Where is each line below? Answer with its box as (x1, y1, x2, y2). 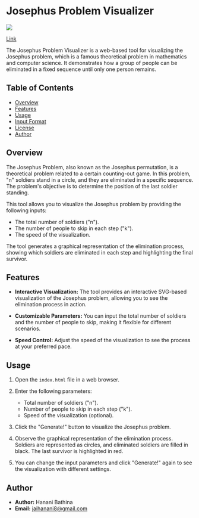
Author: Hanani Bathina (14, 499, 73, 505)
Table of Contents (6, 83, 74, 93)
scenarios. (14, 325, 41, 332)
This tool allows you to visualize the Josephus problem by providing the (6, 200, 181, 207)
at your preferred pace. (14, 343, 72, 350)
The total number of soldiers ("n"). (14, 218, 99, 225)
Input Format (14, 117, 46, 125)
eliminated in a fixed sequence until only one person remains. (6, 66, 156, 73)
